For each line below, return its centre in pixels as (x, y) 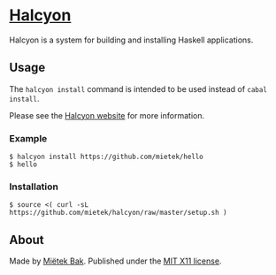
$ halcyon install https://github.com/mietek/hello (106, 157)
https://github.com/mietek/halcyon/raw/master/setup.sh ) (118, 213)
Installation (34, 187)
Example (28, 138)
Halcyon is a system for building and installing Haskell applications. (131, 40)
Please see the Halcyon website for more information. (107, 115)
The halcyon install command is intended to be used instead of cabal (138, 88)
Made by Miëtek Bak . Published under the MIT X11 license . (115, 261)
